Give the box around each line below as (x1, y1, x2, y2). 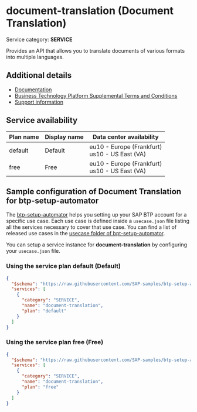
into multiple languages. (6, 53, 64, 60)
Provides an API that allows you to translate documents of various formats (6, 47, 185, 54)
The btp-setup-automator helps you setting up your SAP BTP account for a (6, 211, 187, 218)
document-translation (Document (6, 4, 174, 18)
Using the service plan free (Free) (6, 338, 104, 346)
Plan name (9, 133, 39, 141)
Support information (14, 98, 63, 105)
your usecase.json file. (6, 248, 60, 255)
